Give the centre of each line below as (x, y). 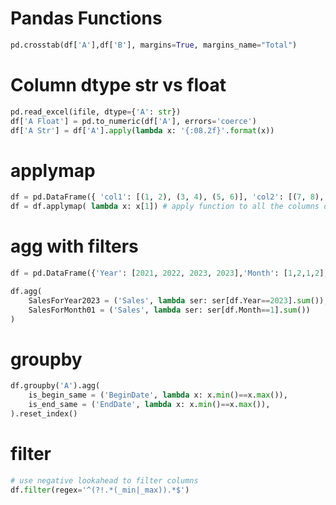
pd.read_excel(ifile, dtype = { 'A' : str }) (96, 112)
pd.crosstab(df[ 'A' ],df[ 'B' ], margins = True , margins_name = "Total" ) (154, 45)
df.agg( (26, 291)
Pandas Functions (86, 18)
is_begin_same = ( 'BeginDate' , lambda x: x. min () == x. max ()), (158, 395)
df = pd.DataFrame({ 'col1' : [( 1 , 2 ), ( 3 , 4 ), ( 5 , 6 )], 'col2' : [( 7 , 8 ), (167, 197)
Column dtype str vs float (118, 85)
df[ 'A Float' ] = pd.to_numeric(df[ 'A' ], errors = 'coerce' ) (133, 121)
